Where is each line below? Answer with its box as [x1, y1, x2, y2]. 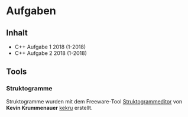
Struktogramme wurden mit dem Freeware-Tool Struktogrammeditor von [6, 97, 183, 105]
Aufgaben [6, 4, 56, 18]
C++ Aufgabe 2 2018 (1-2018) [14, 50, 87, 57]
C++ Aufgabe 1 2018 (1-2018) [14, 43, 86, 50]
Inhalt [6, 28, 28, 38]
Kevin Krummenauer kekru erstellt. [6, 104, 93, 111]
